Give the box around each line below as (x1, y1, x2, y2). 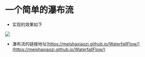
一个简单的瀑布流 (5, 4, 74, 16)
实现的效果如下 (12, 21, 42, 27)
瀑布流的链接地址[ (12, 41, 48, 47)
